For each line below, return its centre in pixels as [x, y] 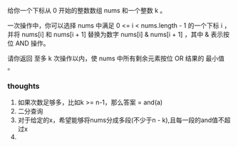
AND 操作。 [32, 43]
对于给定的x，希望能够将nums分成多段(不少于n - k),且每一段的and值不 [121, 120]
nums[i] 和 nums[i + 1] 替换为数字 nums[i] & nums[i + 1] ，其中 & [115, 34]
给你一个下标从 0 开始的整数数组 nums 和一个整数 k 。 [87, 10]
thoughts [24, 86]
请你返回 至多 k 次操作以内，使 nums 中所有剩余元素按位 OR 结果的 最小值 [116, 58]
